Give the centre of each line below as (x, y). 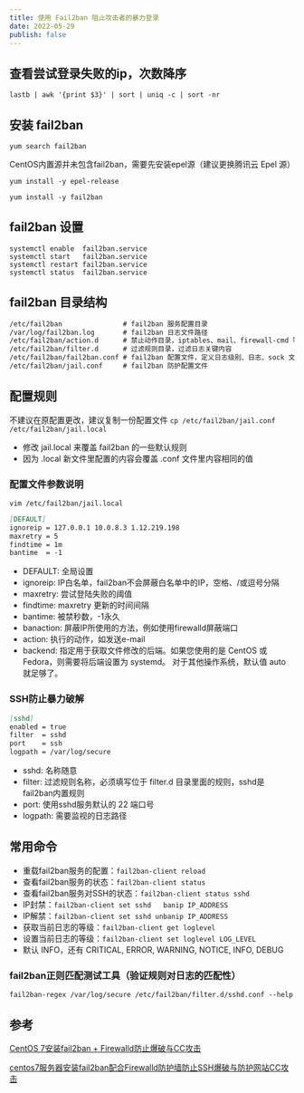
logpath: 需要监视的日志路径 (75, 816)
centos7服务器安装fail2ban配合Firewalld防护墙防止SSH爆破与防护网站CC (145, 1067)
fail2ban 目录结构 (58, 303)
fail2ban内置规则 (53, 793)
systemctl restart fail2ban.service (78, 264)
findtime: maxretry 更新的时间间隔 (85, 605)
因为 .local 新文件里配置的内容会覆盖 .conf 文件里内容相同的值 (138, 458)
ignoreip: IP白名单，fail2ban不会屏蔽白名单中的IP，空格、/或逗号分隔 (151, 583)
